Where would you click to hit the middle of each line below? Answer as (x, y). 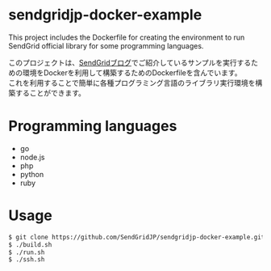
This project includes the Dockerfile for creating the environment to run (127, 37)
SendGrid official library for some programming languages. (106, 45)
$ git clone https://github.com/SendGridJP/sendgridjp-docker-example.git (137, 237)
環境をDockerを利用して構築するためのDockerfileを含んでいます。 (132, 72)
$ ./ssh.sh (27, 260)
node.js (33, 157)
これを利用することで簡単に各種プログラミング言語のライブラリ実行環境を (132, 83)
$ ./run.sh (27, 252)
